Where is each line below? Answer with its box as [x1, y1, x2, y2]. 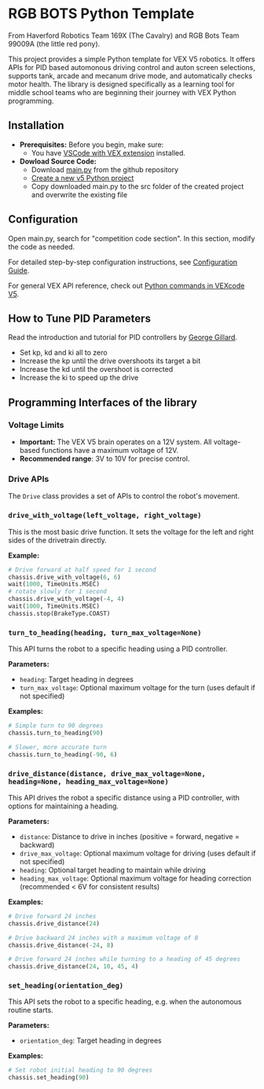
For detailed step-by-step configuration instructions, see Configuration [8, 257, 238, 267]
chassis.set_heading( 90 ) [8, 1074, 90, 1082]
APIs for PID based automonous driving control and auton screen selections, [8, 62, 255, 72]
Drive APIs [8, 473, 49, 484]
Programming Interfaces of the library [8, 395, 198, 409]
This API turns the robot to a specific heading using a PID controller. [8, 644, 228, 653]
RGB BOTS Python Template [8, 5, 195, 23]
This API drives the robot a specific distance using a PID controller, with [8, 793, 240, 802]
